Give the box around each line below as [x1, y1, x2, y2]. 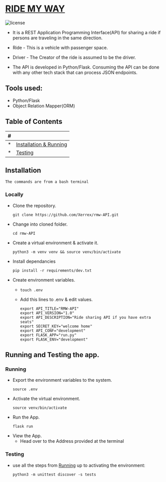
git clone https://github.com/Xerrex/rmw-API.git [12, 212, 119, 217]
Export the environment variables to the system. [12, 377, 112, 383]
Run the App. [12, 414, 40, 421]
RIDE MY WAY [5, 3, 65, 15]
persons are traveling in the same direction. [12, 35, 103, 41]
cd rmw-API [12, 231, 36, 236]
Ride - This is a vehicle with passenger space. [12, 44, 108, 50]
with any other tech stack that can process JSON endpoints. [12, 69, 138, 76]
